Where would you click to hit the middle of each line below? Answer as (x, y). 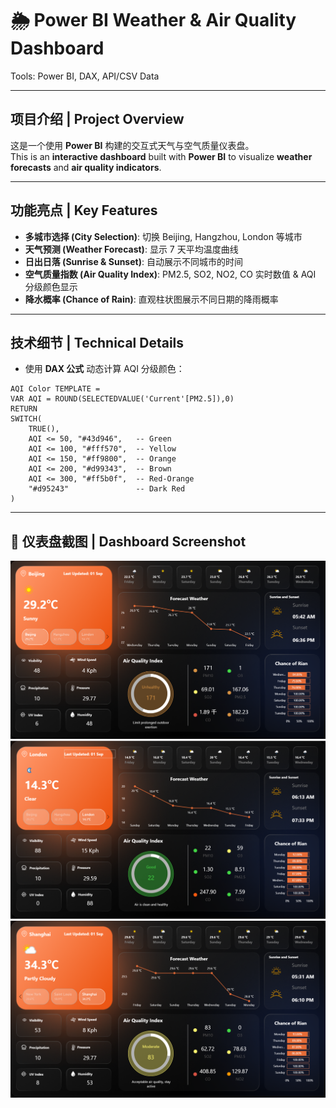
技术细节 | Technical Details (97, 342)
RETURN (24, 409)
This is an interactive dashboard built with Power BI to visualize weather (161, 156)
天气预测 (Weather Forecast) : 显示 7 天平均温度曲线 (131, 249)
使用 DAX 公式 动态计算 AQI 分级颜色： (104, 369)
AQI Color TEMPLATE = (55, 389)
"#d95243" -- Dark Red (107, 489)
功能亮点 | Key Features (84, 210)
